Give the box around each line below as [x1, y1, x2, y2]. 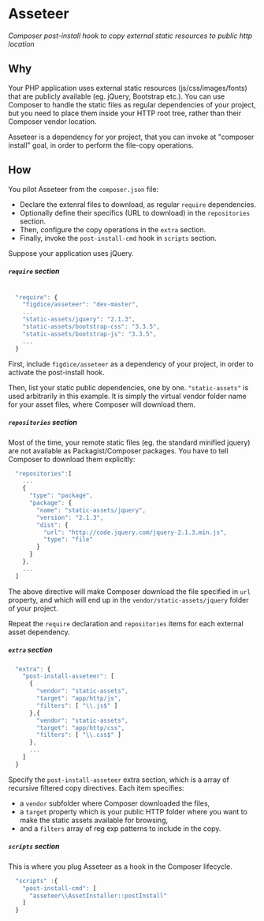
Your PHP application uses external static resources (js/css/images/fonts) [8, 83, 248, 92]
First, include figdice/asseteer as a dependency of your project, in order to [8, 359, 254, 368]
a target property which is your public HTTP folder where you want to [19, 806, 248, 816]
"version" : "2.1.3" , [36, 513, 104, 521]
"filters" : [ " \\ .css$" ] [36, 731, 122, 739]
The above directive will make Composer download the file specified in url [8, 586, 251, 596]
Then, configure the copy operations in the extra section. [19, 224, 206, 234]
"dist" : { [36, 521, 69, 529]
